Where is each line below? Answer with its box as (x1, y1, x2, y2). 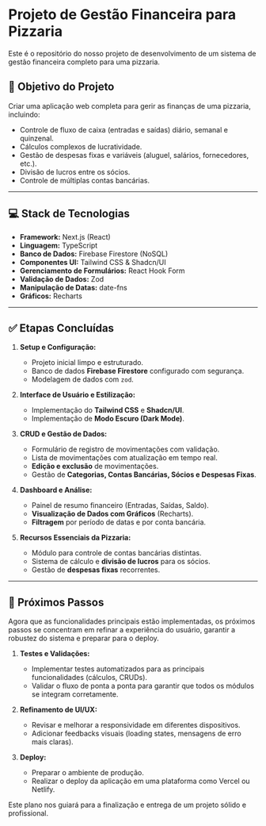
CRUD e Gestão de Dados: (19, 429, 108, 439)
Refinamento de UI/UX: (19, 705, 97, 715)
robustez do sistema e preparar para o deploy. (8, 633, 160, 644)
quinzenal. (19, 133, 54, 143)
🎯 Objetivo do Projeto (8, 80, 115, 94)
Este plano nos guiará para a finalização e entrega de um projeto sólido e (8, 800, 247, 810)
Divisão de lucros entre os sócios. (19, 167, 131, 176)
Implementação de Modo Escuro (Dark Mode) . (31, 414, 184, 424)
